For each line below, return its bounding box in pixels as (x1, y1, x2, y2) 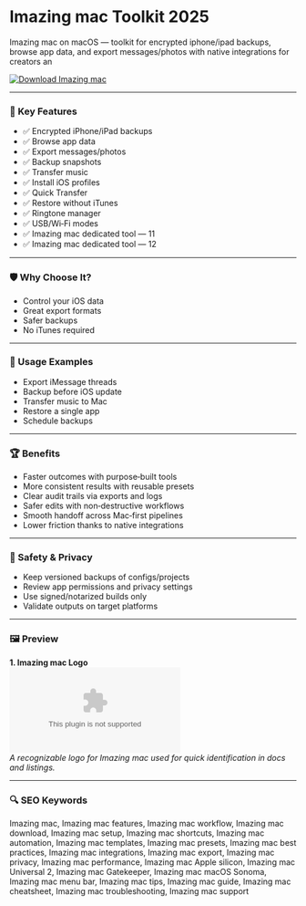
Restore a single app (22, 405, 100, 416)
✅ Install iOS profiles (22, 177, 100, 188)
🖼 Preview (9, 632, 59, 645)
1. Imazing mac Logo (9, 657, 88, 668)
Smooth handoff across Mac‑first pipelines (22, 510, 184, 521)
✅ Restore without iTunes (22, 198, 118, 209)
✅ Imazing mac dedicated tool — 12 (22, 239, 157, 250)
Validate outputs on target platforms (22, 600, 158, 612)
